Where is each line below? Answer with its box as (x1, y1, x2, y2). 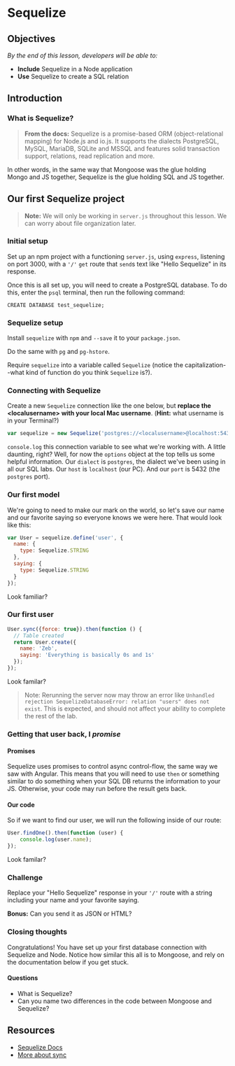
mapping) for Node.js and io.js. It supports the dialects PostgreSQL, (24, 136, 219, 145)
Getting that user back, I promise (7, 729, 121, 739)
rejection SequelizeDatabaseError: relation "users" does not (24, 698, 210, 705)
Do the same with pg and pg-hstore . (7, 348, 111, 356)
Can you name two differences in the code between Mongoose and (17, 997, 212, 1005)
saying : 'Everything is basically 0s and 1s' (20, 652, 155, 659)
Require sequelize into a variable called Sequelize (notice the (7, 361, 184, 369)
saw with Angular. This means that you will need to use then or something (7, 769, 220, 778)
